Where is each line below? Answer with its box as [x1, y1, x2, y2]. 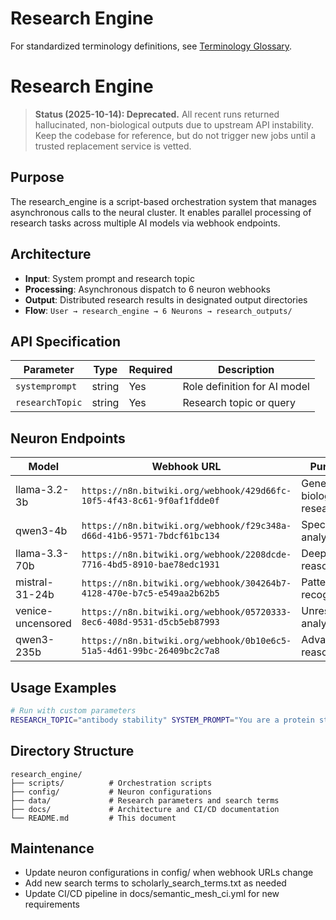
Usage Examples [10, 679, 117, 696]
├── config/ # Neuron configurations [10, 787, 213, 797]
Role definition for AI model [182, 380, 310, 394]
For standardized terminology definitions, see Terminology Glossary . [10, 40, 293, 52]
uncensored [15, 617, 72, 631]
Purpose [10, 169, 65, 186]
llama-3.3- [15, 547, 70, 561]
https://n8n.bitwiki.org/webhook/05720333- [81, 607, 292, 618]
